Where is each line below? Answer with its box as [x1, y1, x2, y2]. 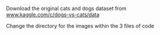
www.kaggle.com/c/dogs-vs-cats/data [6, 11, 100, 18]
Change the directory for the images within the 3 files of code [6, 23, 155, 29]
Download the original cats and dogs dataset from [6, 5, 127, 12]
